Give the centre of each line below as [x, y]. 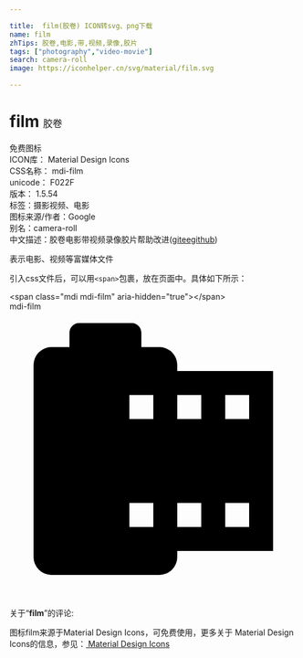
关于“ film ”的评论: [42, 612]
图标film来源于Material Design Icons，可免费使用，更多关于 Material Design [151, 632]
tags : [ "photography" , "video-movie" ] [81, 51]
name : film [30, 34]
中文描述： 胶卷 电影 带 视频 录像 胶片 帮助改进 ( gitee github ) [114, 239]
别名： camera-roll [43, 228]
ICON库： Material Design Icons [69, 159]
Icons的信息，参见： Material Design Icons [90, 643]
